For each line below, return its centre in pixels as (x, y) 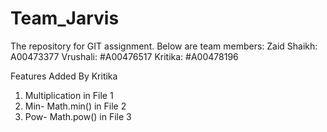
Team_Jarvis (65, 18)
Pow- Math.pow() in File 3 (78, 116)
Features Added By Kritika (64, 76)
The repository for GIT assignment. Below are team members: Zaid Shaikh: (164, 46)
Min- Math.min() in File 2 (75, 106)
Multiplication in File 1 (69, 95)
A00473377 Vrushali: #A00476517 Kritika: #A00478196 (124, 56)
